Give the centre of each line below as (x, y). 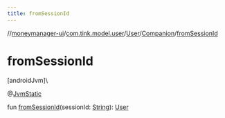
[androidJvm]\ (28, 80)
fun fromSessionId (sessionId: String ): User (68, 107)
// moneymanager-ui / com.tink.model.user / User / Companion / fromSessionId (112, 33)
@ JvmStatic (25, 93)
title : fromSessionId (38, 13)
